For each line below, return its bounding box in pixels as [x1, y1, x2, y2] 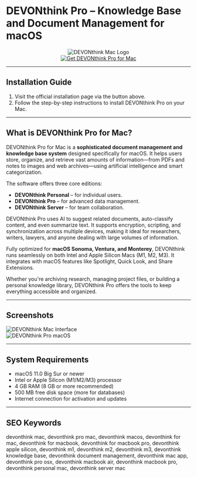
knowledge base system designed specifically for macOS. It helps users [6, 150, 182, 157]
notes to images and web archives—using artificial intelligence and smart [6, 162, 183, 169]
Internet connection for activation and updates [14, 395, 127, 402]
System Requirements [6, 354, 89, 365]
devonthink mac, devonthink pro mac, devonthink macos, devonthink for [6, 434, 181, 440]
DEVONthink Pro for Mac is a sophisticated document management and [6, 143, 183, 150]
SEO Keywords [6, 418, 62, 428]
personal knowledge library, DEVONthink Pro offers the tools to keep [6, 281, 172, 288]
